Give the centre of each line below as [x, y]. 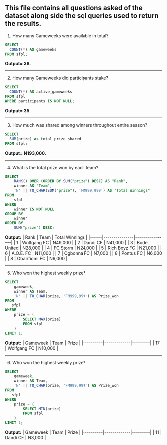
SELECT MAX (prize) [42, 319]
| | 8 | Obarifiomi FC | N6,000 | [36, 259]
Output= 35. [18, 111]
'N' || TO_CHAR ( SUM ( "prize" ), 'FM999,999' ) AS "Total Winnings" [82, 191]
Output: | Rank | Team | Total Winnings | [46, 237]
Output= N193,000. [26, 153]
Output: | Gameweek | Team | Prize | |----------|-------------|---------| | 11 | [83, 432]
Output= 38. [18, 64]
